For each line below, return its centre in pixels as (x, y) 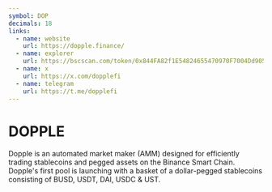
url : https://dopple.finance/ (74, 46)
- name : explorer (45, 53)
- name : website (43, 38)
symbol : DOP (28, 16)
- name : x (32, 69)
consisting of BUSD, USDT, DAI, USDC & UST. (85, 180)
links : (19, 31)
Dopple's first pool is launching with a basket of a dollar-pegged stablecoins (136, 171)
